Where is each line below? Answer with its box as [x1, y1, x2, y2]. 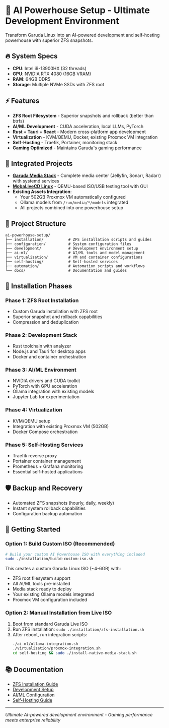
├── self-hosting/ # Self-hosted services [5, 259, 118, 264]
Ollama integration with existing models [12, 388, 95, 395]
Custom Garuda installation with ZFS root [12, 308, 98, 314]
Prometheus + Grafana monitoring [12, 463, 83, 469]
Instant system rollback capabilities [12, 505, 86, 511]
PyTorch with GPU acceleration [12, 383, 77, 389]
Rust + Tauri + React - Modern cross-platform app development [12, 129, 146, 135]
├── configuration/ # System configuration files [5, 241, 132, 247]
